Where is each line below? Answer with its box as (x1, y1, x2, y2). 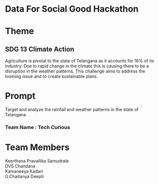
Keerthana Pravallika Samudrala (5, 158, 69, 164)
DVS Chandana (5, 163, 35, 169)
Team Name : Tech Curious (5, 124, 71, 131)
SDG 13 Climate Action (5, 45, 74, 53)
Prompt (5, 91, 35, 102)
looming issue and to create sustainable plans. (5, 74, 98, 79)
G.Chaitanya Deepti (5, 173, 44, 179)
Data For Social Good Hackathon (5, 3, 139, 15)
